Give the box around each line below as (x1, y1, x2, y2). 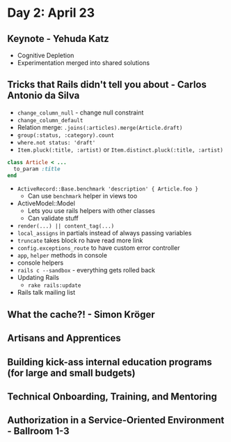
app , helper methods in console (17, 251, 108, 260)
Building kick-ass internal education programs (7, 356, 212, 368)
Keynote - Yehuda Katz (7, 33, 109, 45)
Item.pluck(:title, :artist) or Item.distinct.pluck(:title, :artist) (17, 145, 224, 154)
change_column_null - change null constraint (17, 108, 144, 117)
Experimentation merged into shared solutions (17, 59, 150, 67)
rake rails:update (27, 282, 81, 289)
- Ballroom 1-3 (7, 425, 70, 437)
